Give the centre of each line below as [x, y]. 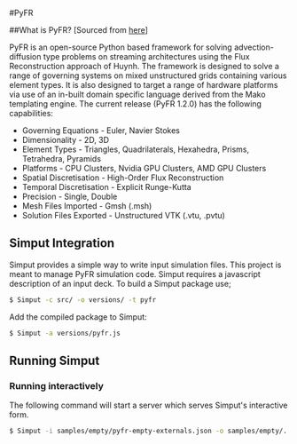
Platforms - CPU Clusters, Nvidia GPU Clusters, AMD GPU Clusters [144, 168]
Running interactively [57, 385]
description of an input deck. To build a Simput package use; [121, 283]
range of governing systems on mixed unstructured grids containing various [148, 75]
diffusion [25, 56]
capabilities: [31, 113]
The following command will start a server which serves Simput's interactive [148, 405]
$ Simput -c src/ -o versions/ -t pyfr [83, 300]
